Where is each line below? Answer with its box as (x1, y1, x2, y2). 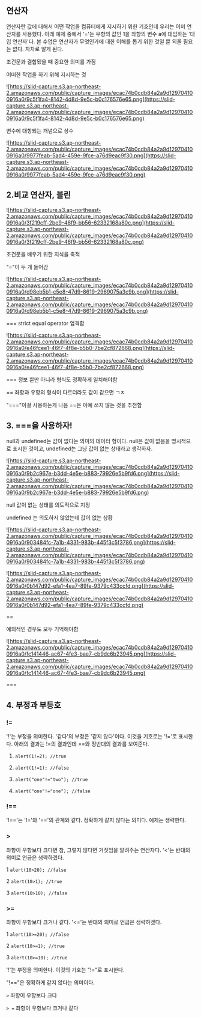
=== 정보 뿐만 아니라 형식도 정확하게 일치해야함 (6, 376, 118, 383)
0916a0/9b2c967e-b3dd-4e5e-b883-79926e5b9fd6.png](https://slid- (6, 470, 180, 477)
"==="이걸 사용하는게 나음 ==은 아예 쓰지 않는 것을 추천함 (6, 401, 142, 408)
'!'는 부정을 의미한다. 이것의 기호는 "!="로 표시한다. (6, 966, 125, 974)
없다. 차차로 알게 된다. (12, 45, 64, 52)
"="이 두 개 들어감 (6, 263, 49, 270)
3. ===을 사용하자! (6, 421, 73, 431)
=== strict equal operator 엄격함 (6, 319, 85, 327)
